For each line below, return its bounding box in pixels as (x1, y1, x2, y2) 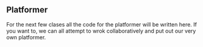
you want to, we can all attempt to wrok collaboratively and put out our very (6, 27, 196, 34)
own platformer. (6, 33, 46, 41)
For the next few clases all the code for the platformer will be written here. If (6, 20, 197, 28)
